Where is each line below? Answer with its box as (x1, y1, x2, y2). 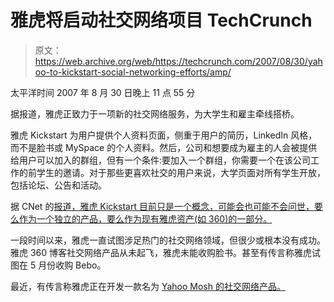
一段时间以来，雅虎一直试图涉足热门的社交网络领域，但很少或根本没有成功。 (10, 234, 326, 246)
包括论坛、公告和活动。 (10, 179, 107, 191)
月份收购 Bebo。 (38, 259, 107, 271)
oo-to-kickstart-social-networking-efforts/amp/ (34, 66, 232, 78)
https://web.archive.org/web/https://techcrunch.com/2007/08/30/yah (34, 55, 323, 67)
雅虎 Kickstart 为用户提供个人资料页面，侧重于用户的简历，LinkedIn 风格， (10, 129, 318, 141)
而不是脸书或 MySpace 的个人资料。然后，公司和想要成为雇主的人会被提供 (10, 141, 318, 153)
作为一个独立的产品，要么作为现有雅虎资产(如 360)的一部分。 (18, 212, 273, 225)
